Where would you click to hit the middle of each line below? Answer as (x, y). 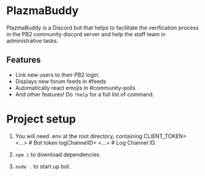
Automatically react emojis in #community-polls (75, 88)
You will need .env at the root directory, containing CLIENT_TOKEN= (101, 136)
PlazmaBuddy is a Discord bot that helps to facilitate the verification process (102, 28)
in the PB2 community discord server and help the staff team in (86, 34)
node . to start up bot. (43, 166)
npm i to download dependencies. (58, 155)
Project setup (41, 119)
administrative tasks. (32, 40)
